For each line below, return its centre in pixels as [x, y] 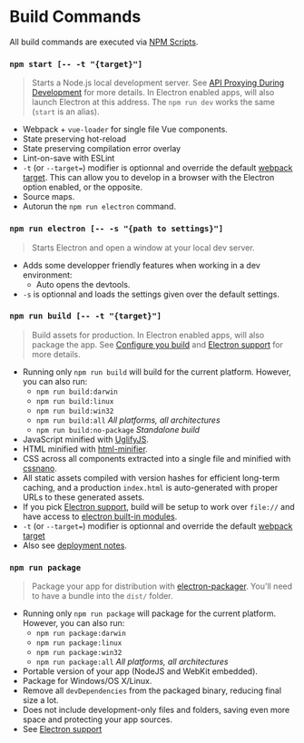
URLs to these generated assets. [83, 497]
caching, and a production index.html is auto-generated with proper [150, 487]
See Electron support [62, 729]
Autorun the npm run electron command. [99, 207]
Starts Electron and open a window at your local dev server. [143, 248]
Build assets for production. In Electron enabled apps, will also [148, 335]
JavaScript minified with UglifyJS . [86, 439]
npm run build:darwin [77, 392]
